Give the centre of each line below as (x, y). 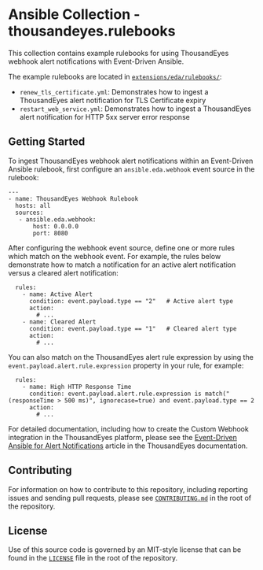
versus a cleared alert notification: (64, 272)
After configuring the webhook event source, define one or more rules (122, 248)
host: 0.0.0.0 (56, 226)
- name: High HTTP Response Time (77, 387)
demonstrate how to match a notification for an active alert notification (122, 265)
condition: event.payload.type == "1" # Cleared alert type (133, 328)
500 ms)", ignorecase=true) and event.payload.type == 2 (159, 400)
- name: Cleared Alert (59, 322)
